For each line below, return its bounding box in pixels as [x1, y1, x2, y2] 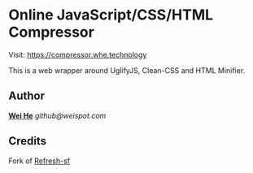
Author [8, 89, 45, 103]
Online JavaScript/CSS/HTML [8, 6, 214, 24]
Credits [8, 134, 47, 148]
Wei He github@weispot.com [8, 110, 107, 120]
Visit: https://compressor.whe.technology [8, 50, 147, 59]
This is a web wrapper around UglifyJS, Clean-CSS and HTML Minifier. [8, 65, 246, 75]
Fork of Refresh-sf [8, 156, 71, 166]
